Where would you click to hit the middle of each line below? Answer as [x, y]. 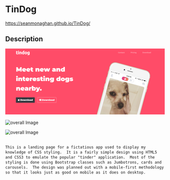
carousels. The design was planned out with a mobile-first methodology [85, 167]
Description [24, 39]
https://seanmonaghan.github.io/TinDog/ [48, 23]
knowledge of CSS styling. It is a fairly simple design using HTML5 [81, 152]
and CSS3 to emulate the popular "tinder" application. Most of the [80, 157]
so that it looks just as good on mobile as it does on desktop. [75, 172]
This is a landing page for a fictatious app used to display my [75, 147]
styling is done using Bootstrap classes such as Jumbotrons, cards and [83, 162]
